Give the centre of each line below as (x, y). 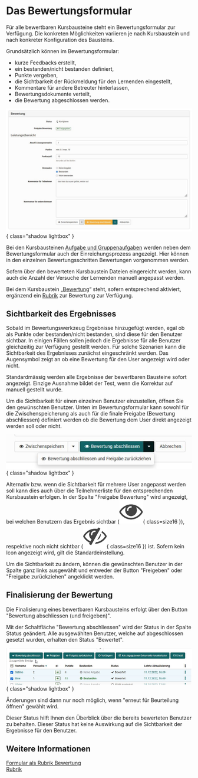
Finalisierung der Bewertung (60, 595)
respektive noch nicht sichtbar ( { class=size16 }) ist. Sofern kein (95, 546)
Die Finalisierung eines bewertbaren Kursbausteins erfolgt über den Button (97, 609)
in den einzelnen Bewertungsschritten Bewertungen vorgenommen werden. (98, 260)
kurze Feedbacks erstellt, (45, 63)
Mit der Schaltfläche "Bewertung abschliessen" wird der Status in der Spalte (99, 627)
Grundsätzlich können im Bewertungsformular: (63, 51)
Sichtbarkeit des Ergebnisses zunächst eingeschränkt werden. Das (88, 353)
